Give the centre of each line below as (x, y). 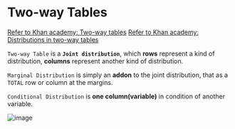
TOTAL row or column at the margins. (60, 82)
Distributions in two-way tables (53, 39)
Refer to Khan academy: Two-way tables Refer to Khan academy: (103, 32)
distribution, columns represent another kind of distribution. (95, 61)
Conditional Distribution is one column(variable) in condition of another (116, 96)
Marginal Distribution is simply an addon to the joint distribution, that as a (118, 75)
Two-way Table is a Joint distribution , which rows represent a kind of (111, 53)
